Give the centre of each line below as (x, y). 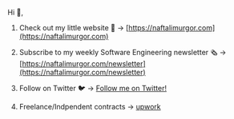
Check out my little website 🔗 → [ (74, 28)
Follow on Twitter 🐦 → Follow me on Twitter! (93, 88)
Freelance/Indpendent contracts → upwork (90, 107)
